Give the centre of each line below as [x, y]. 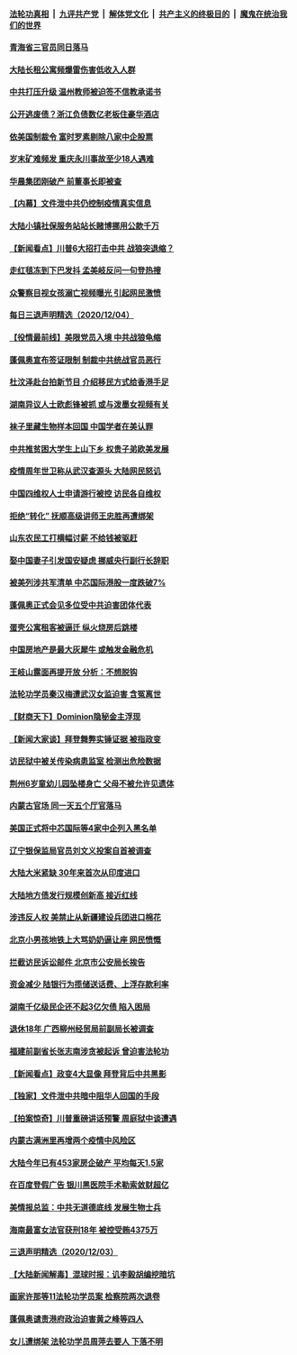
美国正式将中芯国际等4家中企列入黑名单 [83, 828]
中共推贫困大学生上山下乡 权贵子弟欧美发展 [89, 449]
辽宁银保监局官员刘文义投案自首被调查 [80, 850]
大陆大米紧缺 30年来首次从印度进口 [75, 873]
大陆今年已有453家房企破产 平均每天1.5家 [86, 1162]
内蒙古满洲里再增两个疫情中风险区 [72, 1140]
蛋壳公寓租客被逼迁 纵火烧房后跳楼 [73, 627]
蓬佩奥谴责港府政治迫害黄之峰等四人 [76, 1319]
